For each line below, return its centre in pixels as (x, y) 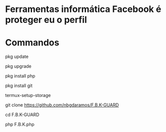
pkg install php (20, 76)
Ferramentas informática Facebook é (83, 9)
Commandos (32, 43)
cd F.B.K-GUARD (22, 115)
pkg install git (19, 85)
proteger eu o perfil (46, 20)
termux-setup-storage (28, 95)
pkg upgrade (18, 66)
